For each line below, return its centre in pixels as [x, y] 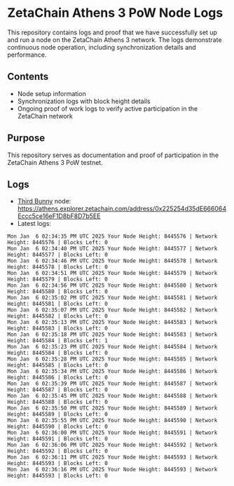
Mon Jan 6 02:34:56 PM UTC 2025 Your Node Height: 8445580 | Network [112, 285]
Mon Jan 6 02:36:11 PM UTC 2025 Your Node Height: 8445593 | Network [112, 457]
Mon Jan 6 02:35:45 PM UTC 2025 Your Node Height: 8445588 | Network [112, 396]
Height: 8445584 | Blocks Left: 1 [58, 341]
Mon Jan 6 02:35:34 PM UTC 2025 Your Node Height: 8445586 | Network [112, 372]
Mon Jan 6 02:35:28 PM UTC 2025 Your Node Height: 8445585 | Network [112, 359]
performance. [27, 55]
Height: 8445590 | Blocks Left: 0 [58, 427]
